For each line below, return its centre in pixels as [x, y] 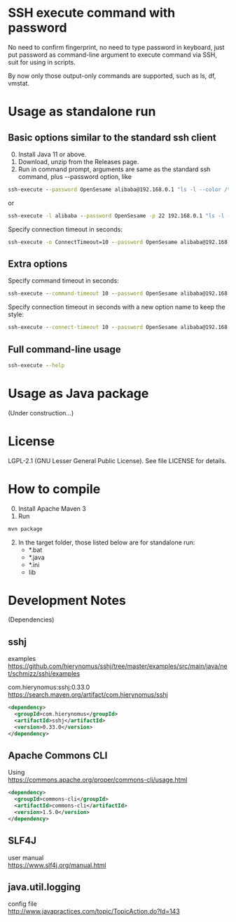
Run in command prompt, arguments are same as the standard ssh [114, 169]
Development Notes [67, 600]
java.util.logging [44, 887]
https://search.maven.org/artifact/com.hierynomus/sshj [88, 695]
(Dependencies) [31, 620]
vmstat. [19, 83]
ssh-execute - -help [36, 365]
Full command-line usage [64, 349]
